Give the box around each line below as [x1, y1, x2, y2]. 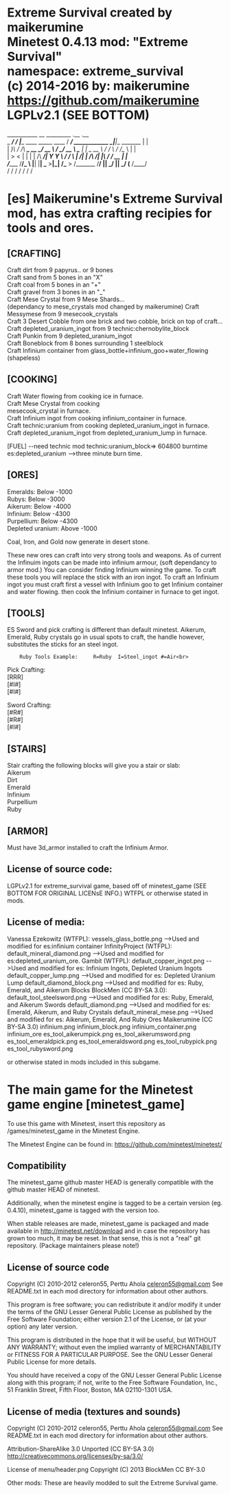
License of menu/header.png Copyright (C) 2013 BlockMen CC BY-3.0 [7, 1466, 205, 1473]
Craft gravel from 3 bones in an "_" [7, 287, 106, 296]
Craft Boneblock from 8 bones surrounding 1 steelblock [7, 339, 163, 347]
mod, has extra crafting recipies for [7, 205, 212, 221]
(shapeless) [7, 354, 41, 362]
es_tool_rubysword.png [7, 1044, 73, 1052]
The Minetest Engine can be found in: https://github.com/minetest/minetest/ [7, 1140, 222, 1148]
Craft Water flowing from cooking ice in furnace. [7, 391, 144, 400]
